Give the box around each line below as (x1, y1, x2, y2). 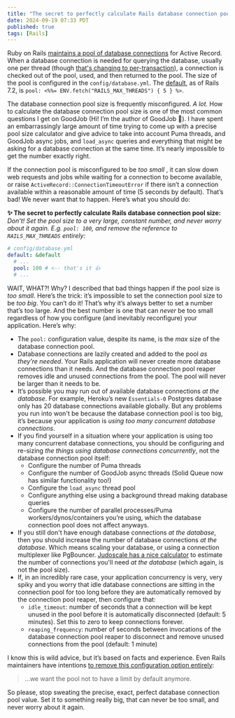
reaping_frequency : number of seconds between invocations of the (27, 625, 222, 633)
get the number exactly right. (7, 152, 91, 160)
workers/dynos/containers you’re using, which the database (27, 513, 201, 522)
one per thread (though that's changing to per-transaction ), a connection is (7, 64, 224, 72)
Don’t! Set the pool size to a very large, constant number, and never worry (7, 216, 222, 225)
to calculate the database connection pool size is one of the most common (7, 107, 222, 116)
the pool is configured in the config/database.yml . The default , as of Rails (7, 78, 219, 88)
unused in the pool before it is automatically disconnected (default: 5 (27, 610, 226, 619)
